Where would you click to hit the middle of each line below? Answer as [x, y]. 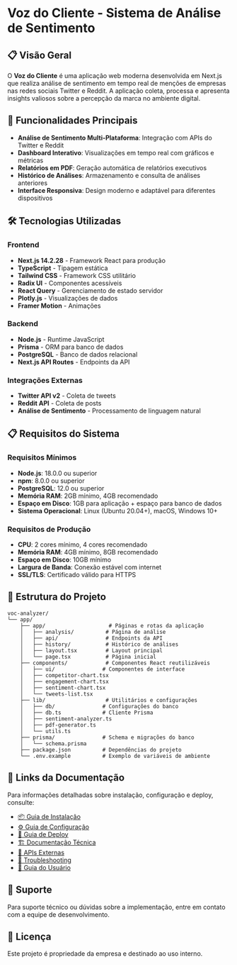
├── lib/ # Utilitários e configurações [109, 700]
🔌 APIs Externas [41, 852]
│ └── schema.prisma [53, 743]
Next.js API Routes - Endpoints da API [74, 362]
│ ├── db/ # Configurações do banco [99, 706]
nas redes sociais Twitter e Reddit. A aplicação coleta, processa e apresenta [118, 91]
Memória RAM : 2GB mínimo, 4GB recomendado [88, 496]
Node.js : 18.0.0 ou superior [57, 473]
